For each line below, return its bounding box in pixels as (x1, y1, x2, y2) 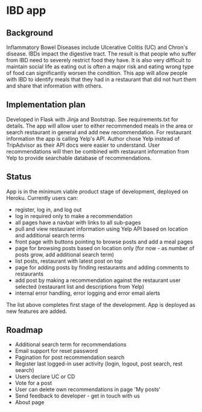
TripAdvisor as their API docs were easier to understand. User (6, 141, 160, 149)
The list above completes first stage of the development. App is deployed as (6, 301, 196, 308)
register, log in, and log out (14, 206, 82, 213)
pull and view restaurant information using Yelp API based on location (14, 225, 188, 233)
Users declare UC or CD (14, 373, 75, 381)
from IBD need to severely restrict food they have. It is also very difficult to (6, 57, 191, 63)
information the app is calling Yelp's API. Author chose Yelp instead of (6, 135, 180, 142)
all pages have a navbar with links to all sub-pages (14, 219, 141, 226)
